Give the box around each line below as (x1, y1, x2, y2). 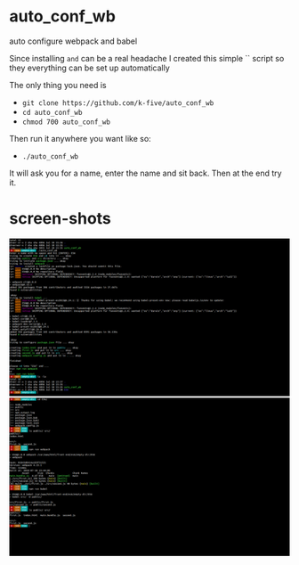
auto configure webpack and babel (9, 36, 138, 46)
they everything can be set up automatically (9, 62, 171, 73)
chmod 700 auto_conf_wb (21, 118, 111, 127)
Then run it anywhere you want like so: (9, 133, 151, 143)
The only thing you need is (9, 79, 107, 90)
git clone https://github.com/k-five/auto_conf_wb (21, 98, 214, 108)
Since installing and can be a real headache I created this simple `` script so (9, 53, 285, 63)
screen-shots (9, 209, 111, 229)
